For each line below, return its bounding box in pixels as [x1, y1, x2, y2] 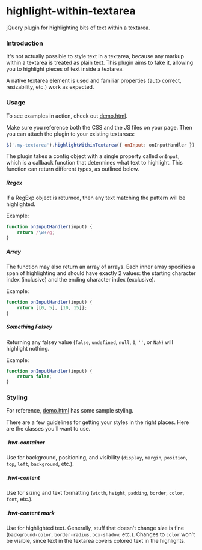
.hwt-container [6, 439, 45, 446]
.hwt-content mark [6, 509, 55, 517]
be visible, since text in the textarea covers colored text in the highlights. [6, 537, 186, 545]
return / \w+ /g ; [17, 229, 55, 235]
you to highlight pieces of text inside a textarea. [6, 65, 124, 73]
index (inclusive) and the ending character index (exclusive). [6, 276, 156, 283]
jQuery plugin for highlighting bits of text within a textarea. [6, 24, 150, 31]
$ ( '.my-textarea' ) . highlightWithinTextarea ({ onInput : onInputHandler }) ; [6, 142, 198, 148]
